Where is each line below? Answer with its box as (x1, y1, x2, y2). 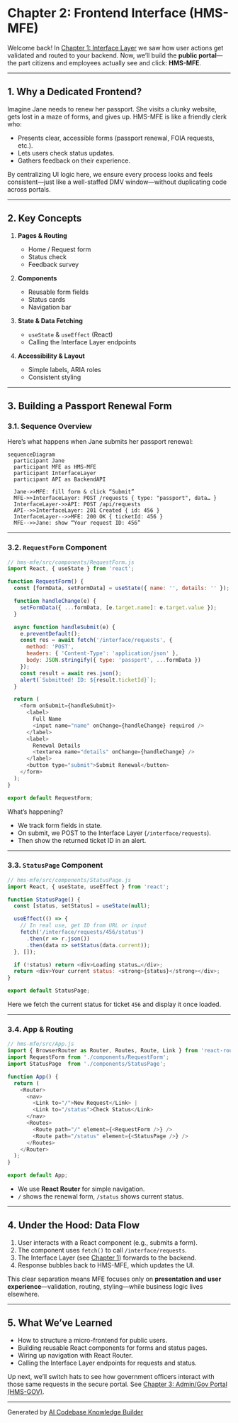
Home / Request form (28, 245, 91, 253)
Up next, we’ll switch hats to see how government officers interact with (7, 1372, 215, 1380)
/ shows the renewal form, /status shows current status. (17, 1192, 184, 1201)
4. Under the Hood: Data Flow (7, 1219, 140, 1231)
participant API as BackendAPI (13, 476, 106, 484)
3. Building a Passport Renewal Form (7, 400, 172, 412)
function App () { (7, 1073, 59, 1080)
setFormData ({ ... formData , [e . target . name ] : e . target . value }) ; (20, 604, 217, 611)
